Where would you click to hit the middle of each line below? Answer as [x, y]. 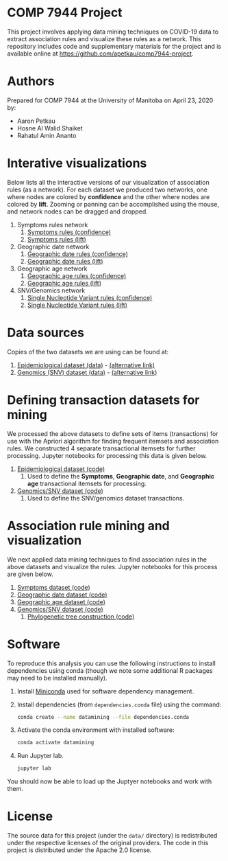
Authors [31, 81]
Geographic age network [52, 268]
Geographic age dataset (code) [61, 601]
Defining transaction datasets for [103, 400]
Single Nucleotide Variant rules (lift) [77, 305]
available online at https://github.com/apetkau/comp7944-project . [100, 54]
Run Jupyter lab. [40, 756]
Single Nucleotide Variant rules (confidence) [90, 297]
